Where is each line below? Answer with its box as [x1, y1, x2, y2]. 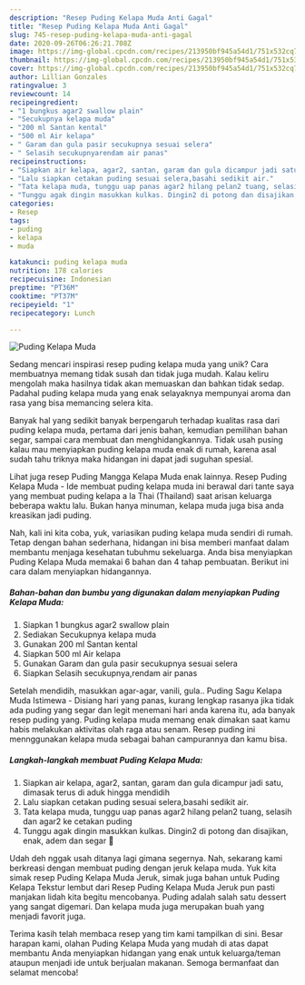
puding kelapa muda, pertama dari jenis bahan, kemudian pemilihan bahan [9, 424, 288, 436]
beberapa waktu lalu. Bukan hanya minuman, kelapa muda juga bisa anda [9, 501, 284, 512]
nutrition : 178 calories [9, 266, 103, 275]
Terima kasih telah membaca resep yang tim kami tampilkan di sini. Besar [9, 929, 283, 940]
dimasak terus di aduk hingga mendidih [22, 787, 171, 798]
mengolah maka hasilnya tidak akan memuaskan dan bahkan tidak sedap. [9, 378, 285, 389]
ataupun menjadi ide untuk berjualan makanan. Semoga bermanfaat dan [9, 958, 280, 969]
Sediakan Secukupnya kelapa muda [22, 629, 157, 641]
